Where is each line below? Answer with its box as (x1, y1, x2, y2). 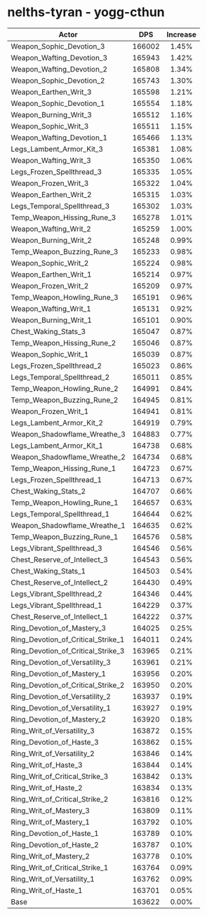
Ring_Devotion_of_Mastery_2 (11, 714, 107, 724)
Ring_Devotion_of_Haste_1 (11, 828, 100, 838)
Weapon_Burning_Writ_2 (11, 235, 93, 245)
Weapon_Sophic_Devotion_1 (11, 98, 105, 108)
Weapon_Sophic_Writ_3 (11, 121, 89, 131)
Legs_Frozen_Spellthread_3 (11, 166, 102, 176)
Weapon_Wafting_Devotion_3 (11, 53, 107, 62)
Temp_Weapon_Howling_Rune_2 (11, 383, 119, 393)
